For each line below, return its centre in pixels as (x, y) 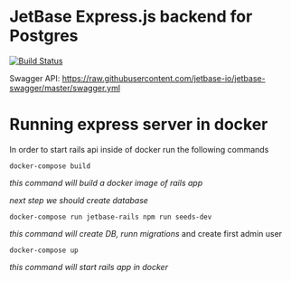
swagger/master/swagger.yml (65, 88)
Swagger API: (35, 78)
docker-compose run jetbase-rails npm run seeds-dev (111, 217)
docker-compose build (50, 166)
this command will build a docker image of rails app (106, 183)
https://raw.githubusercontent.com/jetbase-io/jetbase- (164, 78)
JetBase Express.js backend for (131, 17)
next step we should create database (79, 200)
